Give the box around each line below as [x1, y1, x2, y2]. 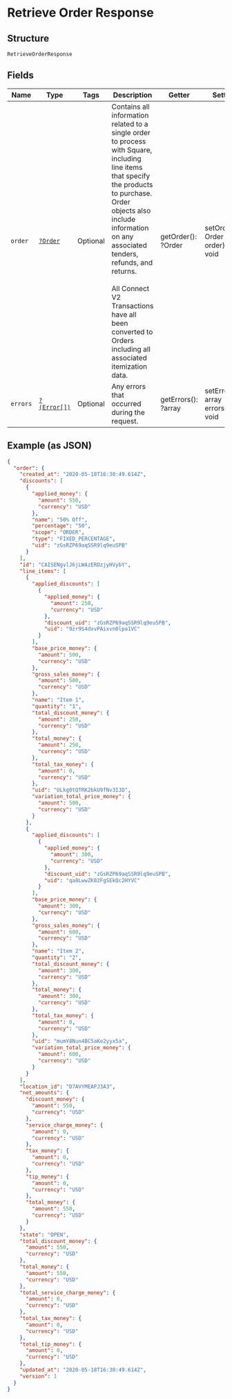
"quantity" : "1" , [32, 703, 81, 710]
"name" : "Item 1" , [32, 696, 85, 703]
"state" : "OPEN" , [19, 1231, 70, 1238]
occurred [111, 398, 142, 408]
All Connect [111, 283, 150, 293]
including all [111, 344, 151, 354]
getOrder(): [159, 231, 197, 241]
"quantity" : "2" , [32, 954, 81, 961]
